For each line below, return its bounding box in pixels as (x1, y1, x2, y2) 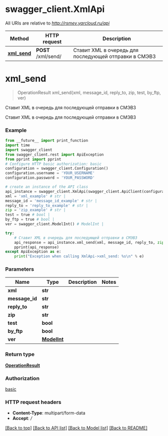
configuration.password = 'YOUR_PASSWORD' (5, 175, 95, 181)
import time (5, 143, 30, 148)
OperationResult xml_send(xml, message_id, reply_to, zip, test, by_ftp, (17, 89, 161, 96)
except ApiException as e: (5, 249, 61, 254)
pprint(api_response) (14, 244, 59, 250)
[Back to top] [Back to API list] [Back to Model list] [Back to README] (5, 425, 147, 431)
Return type (5, 351, 35, 358)
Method (9, 35, 29, 42)
